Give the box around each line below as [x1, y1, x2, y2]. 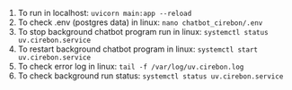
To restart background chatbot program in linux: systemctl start [17, 44, 259, 54]
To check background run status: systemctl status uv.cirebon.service [17, 70, 284, 81]
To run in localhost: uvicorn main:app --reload [17, 8, 192, 18]
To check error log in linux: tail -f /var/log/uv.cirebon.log [17, 61, 244, 71]
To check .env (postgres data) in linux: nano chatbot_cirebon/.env [17, 17, 263, 28]
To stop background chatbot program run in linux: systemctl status [17, 27, 269, 37]
